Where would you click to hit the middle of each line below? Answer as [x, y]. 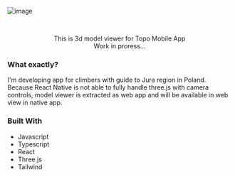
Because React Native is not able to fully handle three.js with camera [108, 87]
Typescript [33, 144]
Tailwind [30, 166]
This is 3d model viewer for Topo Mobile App [120, 38]
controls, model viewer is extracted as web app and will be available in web [118, 95]
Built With [25, 121]
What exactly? [33, 64]
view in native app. [35, 102]
